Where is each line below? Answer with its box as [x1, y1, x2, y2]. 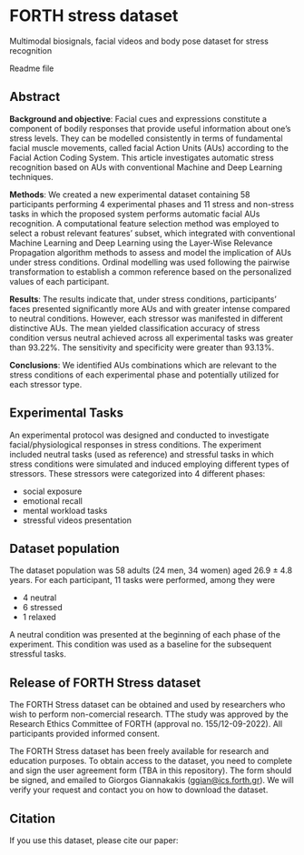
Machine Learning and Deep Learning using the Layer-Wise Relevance [9, 237, 273, 248]
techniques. [9, 171, 54, 182]
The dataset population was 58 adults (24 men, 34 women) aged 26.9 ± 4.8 [9, 565, 293, 576]
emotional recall [22, 495, 83, 506]
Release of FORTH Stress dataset [9, 675, 201, 690]
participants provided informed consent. [9, 729, 161, 739]
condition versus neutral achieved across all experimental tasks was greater [9, 332, 294, 343]
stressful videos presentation [22, 515, 132, 526]
